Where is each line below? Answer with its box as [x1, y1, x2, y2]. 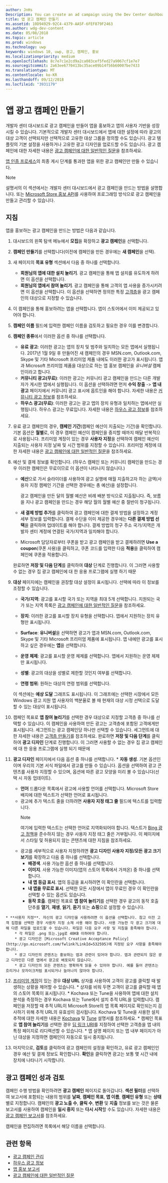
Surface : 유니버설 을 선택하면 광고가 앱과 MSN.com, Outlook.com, [20, 630, 152, 636]
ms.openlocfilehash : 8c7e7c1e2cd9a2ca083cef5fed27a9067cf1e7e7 [5, 59, 140, 64]
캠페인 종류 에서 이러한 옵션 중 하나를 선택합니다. [12, 333, 106, 339]
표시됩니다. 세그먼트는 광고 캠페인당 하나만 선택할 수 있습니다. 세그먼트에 [12, 727, 154, 733]
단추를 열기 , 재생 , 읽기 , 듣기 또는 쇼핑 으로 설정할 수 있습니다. [27, 904, 145, 910]
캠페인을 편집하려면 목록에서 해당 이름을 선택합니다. [5, 1123, 106, 1129]
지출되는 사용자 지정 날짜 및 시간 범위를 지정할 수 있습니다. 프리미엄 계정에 [12, 442, 157, 448]
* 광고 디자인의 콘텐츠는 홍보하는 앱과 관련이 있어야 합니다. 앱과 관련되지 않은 [14, 952, 157, 958]
